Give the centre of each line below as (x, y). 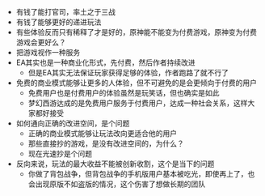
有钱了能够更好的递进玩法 (59, 22)
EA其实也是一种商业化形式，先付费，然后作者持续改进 (105, 62)
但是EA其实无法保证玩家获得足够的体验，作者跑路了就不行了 (128, 72)
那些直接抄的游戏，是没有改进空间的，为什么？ (106, 143)
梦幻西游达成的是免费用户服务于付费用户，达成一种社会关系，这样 (138, 103)
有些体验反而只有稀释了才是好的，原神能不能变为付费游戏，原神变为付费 (136, 32)
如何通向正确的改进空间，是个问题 (73, 123)
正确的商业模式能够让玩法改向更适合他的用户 (103, 133)
